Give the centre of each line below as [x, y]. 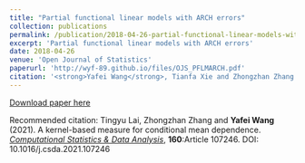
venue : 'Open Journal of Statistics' [81, 60]
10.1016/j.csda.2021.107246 [60, 149]
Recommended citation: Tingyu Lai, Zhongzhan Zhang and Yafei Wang [142, 120]
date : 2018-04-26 [42, 52]
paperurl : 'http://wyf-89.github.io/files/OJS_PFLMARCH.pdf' [128, 69]
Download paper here [50, 102]
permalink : [30, 34]
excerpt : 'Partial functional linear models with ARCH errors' [132, 43]
